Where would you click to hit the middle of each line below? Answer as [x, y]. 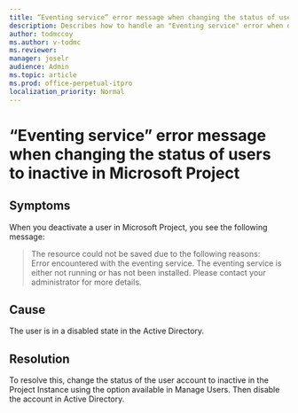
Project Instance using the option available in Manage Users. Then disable [145, 390]
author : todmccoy [41, 34]
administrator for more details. [86, 282]
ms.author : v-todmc [45, 42]
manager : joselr [39, 58]
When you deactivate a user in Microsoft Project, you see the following [138, 227]
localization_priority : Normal [67, 91]
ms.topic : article [43, 75]
